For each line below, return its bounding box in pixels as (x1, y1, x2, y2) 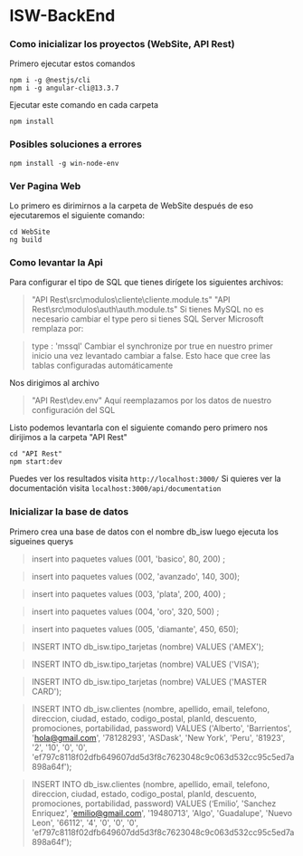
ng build (9, 236, 43, 245)
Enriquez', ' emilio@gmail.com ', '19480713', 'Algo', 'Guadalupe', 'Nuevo (31, 807, 292, 818)
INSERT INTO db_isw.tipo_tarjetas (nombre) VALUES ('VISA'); (31, 659, 260, 669)
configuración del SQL (31, 405, 116, 416)
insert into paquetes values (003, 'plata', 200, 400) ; (31, 588, 226, 599)
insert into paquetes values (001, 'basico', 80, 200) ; (31, 553, 226, 564)
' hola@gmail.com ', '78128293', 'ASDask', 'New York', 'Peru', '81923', (31, 732, 286, 743)
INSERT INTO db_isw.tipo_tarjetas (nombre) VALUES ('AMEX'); (31, 640, 264, 652)
